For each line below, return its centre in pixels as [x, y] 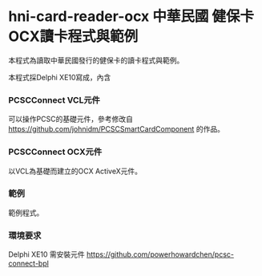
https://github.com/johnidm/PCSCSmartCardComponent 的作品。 [116, 129]
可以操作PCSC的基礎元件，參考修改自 [71, 119]
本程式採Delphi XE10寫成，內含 [60, 77]
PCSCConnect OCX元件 [55, 152]
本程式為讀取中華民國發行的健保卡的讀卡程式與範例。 [96, 60]
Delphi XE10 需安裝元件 [47, 254]
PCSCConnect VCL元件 [54, 99]
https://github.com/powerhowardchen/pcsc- [161, 254]
